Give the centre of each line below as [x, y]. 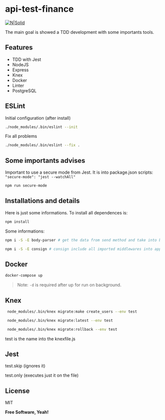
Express [20, 70]
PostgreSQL [24, 91]
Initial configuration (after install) [38, 118]
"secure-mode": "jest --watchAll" [41, 177]
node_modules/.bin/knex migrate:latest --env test [60, 320]
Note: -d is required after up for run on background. [69, 285]
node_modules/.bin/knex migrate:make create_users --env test [72, 312]
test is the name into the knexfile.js [40, 339]
